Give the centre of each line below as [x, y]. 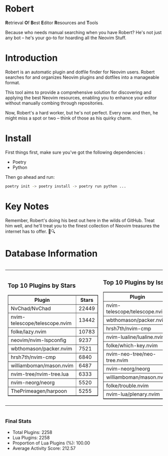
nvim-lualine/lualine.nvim [136, 337]
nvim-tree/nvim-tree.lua [40, 374]
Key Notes [27, 206]
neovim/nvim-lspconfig [38, 340]
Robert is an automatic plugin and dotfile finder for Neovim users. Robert [80, 72]
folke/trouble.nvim [127, 386]
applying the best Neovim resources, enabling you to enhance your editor [81, 97]
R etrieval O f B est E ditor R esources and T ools [52, 23]
